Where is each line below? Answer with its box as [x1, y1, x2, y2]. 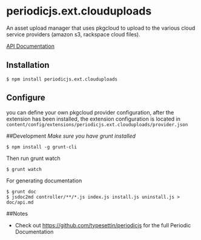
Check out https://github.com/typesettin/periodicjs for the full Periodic [15, 221, 191, 228]
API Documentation [6, 42, 54, 50]
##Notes [6, 210, 28, 217]
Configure [6, 93, 45, 103]
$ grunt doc [6, 188, 36, 195]
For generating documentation [6, 177, 82, 184]
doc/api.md [6, 199, 34, 205]
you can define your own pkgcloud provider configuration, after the [6, 108, 174, 116]
